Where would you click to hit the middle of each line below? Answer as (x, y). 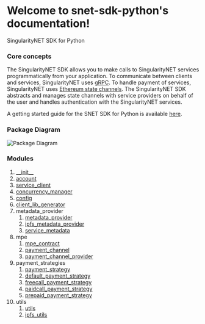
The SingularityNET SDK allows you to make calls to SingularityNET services (103, 70)
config (24, 198)
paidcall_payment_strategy (59, 289)
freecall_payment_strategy (58, 282)
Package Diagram (34, 130)
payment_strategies (41, 262)
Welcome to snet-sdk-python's (88, 11)
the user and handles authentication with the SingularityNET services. (95, 102)
